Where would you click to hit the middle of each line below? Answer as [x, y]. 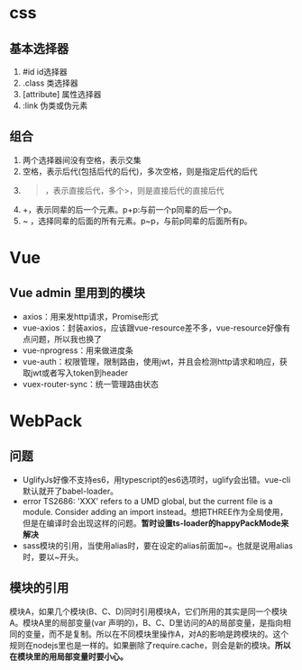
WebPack [46, 421]
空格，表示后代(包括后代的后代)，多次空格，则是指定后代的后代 [140, 171]
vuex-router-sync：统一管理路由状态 [91, 384]
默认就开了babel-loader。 [70, 491]
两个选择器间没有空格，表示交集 [82, 159]
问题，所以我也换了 [66, 339]
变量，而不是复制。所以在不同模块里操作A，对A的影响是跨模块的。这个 [157, 634]
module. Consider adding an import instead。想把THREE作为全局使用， [155, 512]
